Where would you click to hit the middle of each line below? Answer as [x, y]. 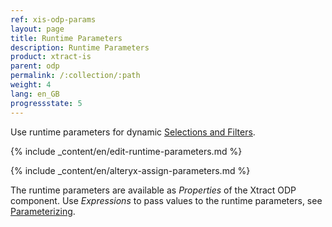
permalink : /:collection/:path [75, 76]
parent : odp [35, 66]
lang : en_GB [35, 94]
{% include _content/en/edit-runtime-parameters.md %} [126, 151]
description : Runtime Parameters [80, 47]
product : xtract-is [51, 57]
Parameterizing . [43, 211]
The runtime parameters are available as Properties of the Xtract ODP [153, 190]
